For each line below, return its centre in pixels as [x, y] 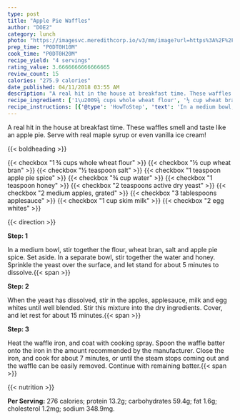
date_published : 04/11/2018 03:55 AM [64, 87]
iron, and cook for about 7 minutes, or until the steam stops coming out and [118, 358]
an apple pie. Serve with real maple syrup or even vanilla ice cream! [107, 135]
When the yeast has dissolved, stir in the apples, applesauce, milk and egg [117, 300]
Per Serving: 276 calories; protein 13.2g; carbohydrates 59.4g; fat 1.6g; [112, 401]
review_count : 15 [33, 74]
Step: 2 [19, 286]
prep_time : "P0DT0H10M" [43, 47]
